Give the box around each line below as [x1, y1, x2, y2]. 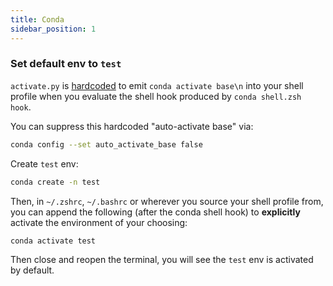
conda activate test [10, 236, 97, 246]
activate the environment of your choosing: [10, 216, 188, 228]
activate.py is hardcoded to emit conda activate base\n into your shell [10, 79, 304, 91]
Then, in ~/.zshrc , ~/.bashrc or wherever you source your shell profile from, [10, 195, 324, 207]
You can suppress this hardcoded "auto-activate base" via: [10, 120, 254, 132]
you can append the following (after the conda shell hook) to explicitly [10, 206, 301, 218]
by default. [10, 264, 55, 276]
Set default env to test [10, 57, 122, 71]
